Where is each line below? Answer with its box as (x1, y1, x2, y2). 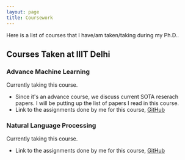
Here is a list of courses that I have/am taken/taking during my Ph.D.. (6, 31, 179, 38)
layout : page (6, 9, 40, 15)
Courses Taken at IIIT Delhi (6, 49, 111, 59)
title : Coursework (6, 15, 53, 21)
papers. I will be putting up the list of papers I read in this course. (15, 100, 179, 107)
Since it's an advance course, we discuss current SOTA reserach (15, 93, 179, 101)
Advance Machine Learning (6, 67, 90, 76)
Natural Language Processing (6, 122, 96, 130)
